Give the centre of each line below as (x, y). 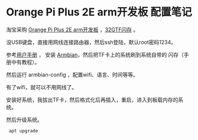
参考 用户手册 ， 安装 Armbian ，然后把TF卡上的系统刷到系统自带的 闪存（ (95, 54)
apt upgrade (23, 131)
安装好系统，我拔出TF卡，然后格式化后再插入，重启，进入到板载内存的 (92, 100)
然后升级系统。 (24, 119)
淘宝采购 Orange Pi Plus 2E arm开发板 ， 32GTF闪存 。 (72, 30)
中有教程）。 (25, 62)
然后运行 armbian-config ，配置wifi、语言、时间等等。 (72, 74)
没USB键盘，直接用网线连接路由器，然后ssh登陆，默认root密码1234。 (91, 42)
